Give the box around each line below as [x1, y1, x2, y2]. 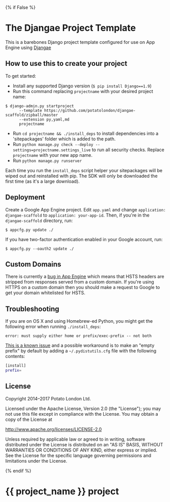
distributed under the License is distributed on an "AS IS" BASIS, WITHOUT [5, 441, 163, 447]
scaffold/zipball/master [5, 112, 58, 117]
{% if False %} [5, 5, 36, 10]
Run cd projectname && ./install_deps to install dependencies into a [12, 130, 159, 136]
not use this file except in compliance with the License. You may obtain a [5, 411, 158, 417]
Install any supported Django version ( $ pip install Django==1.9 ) [12, 83, 152, 89]
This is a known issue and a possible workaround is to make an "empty [5, 342, 155, 349]
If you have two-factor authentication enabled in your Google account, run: [5, 236, 163, 242]
